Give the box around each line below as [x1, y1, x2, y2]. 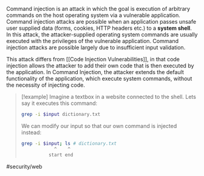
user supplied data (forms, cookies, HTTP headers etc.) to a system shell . [6, 24, 192, 32]
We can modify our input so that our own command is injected [21, 122, 177, 129]
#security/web [6, 163, 42, 170]
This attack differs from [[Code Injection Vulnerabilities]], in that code [6, 56, 180, 63]
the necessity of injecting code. [6, 81, 86, 89]
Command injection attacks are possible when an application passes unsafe [6, 18, 196, 25]
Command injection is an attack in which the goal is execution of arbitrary [6, 5, 190, 12]
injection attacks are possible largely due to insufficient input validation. [6, 44, 186, 51]
